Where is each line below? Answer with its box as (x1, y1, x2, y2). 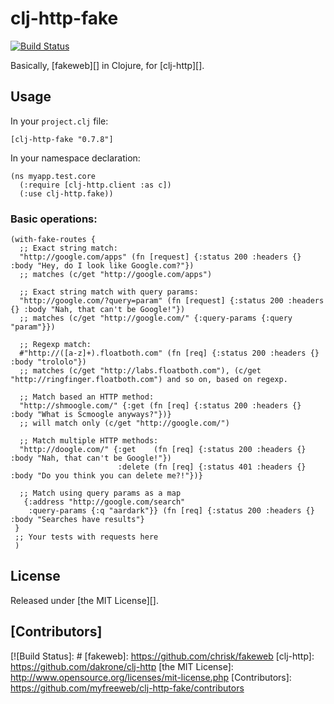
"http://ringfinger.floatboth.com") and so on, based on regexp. (10, 375, 288, 385)
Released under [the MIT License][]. (10, 594, 160, 606)
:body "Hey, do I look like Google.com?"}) (10, 261, 195, 271)
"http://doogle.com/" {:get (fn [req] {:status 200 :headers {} (19, 445, 307, 455)
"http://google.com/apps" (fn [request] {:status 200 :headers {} (19, 252, 302, 262)
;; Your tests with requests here (14, 532, 159, 542)
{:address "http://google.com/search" (23, 497, 186, 507)
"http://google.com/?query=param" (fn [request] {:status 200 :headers (19, 296, 325, 306)
